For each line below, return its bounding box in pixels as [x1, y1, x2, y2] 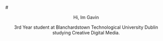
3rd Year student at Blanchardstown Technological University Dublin [14, 24, 158, 30]
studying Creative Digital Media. [52, 30, 120, 35]
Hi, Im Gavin [73, 14, 99, 20]
